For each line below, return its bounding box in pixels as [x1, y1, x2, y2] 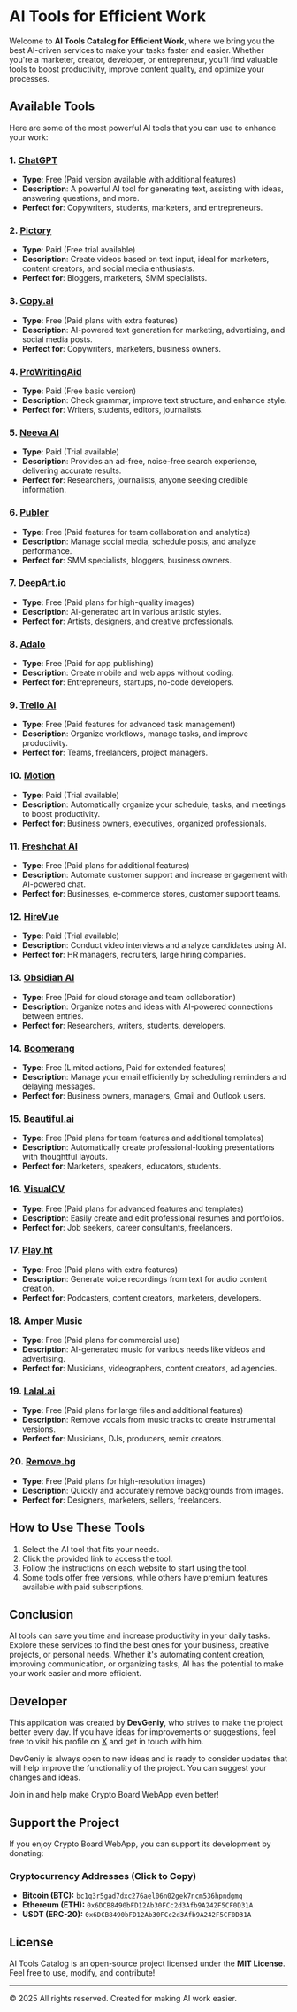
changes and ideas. [9, 1772, 81, 1783]
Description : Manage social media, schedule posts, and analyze [21, 536, 256, 547]
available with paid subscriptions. [21, 1581, 144, 1592]
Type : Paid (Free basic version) [21, 385, 137, 396]
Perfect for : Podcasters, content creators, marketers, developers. [21, 1292, 262, 1303]
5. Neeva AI [9, 426, 60, 439]
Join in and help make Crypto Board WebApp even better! [9, 1790, 219, 1800]
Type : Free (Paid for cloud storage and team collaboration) [21, 991, 237, 1002]
